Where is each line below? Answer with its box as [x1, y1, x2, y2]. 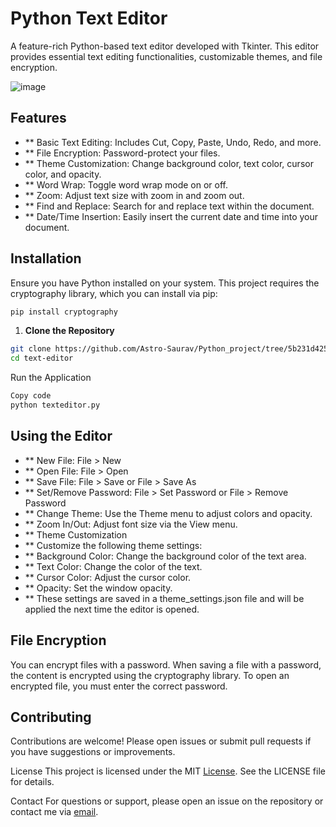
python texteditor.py [10, 400, 101, 411]
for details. [10, 776, 55, 788]
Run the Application [10, 372, 92, 384]
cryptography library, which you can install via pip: [10, 287, 218, 299]
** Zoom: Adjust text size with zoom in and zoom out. [24, 189, 245, 201]
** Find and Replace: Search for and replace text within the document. [24, 200, 315, 212]
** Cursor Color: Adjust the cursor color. [24, 571, 192, 583]
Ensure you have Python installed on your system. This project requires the [10, 277, 320, 289]
